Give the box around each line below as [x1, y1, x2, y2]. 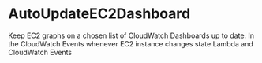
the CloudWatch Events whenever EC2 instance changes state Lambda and [8, 39, 254, 48]
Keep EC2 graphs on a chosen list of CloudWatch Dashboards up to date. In [8, 31, 255, 40]
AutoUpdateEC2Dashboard [8, 5, 191, 23]
